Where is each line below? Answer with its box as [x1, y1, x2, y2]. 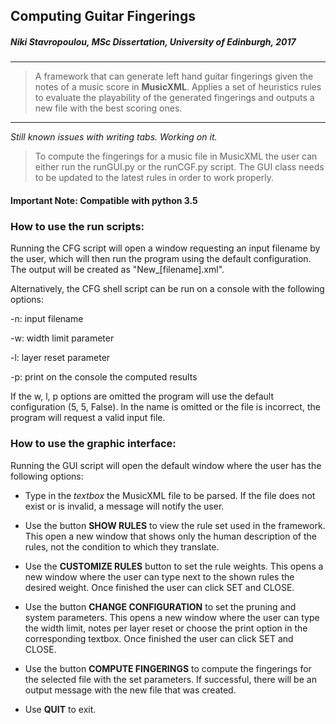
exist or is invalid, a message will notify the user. [24, 500, 225, 512]
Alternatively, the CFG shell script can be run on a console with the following [10, 283, 325, 295]
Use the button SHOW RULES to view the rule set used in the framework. [24, 519, 326, 531]
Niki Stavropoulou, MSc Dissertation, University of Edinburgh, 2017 [10, 35, 297, 48]
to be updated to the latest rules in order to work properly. [34, 172, 275, 184]
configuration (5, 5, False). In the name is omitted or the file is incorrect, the [10, 401, 321, 413]
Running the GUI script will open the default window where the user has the [10, 459, 322, 471]
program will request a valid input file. [10, 412, 166, 424]
